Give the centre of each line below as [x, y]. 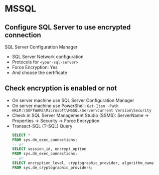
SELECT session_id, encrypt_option [49, 149]
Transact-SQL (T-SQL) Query [42, 126]
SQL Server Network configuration [48, 56]
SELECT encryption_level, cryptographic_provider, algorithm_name [83, 163]
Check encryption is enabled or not [61, 88]
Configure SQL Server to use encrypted [68, 27]
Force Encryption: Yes [35, 67]
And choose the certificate [39, 72]
